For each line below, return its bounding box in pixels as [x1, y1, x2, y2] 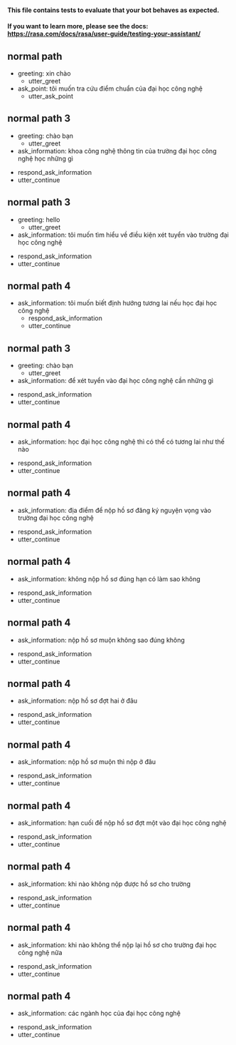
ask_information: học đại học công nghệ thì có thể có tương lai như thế [17, 437, 225, 446]
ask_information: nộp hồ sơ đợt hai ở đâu [17, 696, 138, 705]
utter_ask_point [28, 92, 73, 100]
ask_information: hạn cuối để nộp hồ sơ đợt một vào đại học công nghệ [17, 818, 227, 827]
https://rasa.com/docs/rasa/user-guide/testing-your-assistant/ [7, 29, 201, 39]
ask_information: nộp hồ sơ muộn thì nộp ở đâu [17, 758, 156, 766]
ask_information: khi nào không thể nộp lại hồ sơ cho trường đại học [17, 940, 217, 949]
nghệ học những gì [17, 154, 73, 163]
